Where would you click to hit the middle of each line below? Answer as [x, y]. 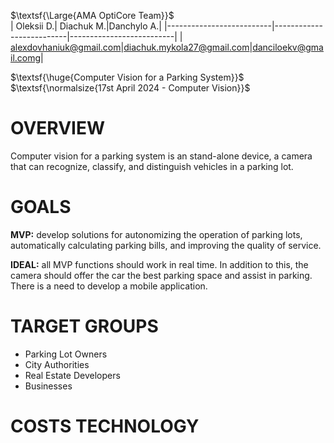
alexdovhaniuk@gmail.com [66, 47]
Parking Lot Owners [66, 354]
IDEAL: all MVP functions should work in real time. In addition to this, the [159, 264]
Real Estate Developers [72, 375]
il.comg [26, 58]
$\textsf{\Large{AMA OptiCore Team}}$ [92, 15]
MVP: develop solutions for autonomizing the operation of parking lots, [156, 234]
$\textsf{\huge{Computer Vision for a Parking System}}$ [127, 77]
